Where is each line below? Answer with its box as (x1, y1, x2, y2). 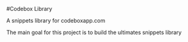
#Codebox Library (6, 5, 52, 12)
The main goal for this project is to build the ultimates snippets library (6, 29, 182, 36)
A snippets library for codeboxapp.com (6, 17, 106, 24)
